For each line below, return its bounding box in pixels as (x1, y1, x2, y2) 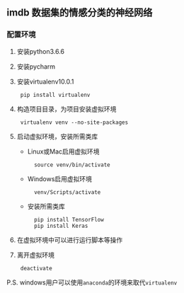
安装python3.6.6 (16, 47, 65, 55)
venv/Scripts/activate (33, 188, 101, 196)
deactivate (20, 265, 52, 272)
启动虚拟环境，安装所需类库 (16, 132, 98, 140)
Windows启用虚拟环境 (27, 174, 93, 183)
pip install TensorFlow (33, 216, 104, 223)
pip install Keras (33, 222, 88, 229)
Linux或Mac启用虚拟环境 (27, 147, 100, 156)
